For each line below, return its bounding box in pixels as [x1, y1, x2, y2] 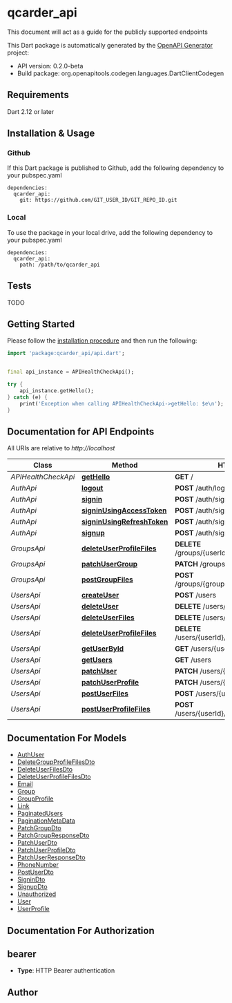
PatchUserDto [17, 839, 57, 847]
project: [7, 48, 30, 57]
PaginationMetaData [17, 816, 76, 825]
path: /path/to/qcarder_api [19, 261, 100, 268]
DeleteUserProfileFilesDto [17, 772, 91, 781]
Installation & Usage [7, 128, 95, 140]
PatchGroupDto [17, 824, 61, 832]
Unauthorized [17, 890, 57, 899]
